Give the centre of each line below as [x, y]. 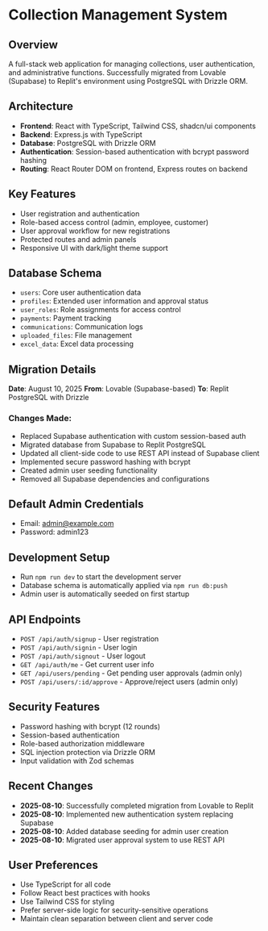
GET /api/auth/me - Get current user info [87, 664]
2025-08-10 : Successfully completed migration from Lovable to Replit [137, 805]
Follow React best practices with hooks [85, 893]
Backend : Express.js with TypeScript [81, 134]
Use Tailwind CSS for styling [67, 902]
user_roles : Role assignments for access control [100, 310]
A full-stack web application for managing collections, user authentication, [132, 64]
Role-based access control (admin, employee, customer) [114, 222]
